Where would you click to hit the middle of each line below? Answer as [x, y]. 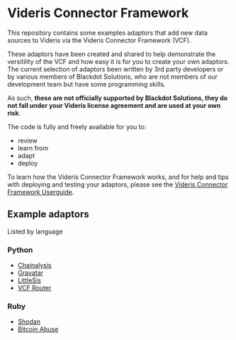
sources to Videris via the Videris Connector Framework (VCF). [99, 40]
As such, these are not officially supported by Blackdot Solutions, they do [118, 98]
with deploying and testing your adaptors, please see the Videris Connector [118, 184]
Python [20, 250]
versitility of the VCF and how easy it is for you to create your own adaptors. [118, 61]
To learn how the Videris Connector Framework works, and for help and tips [118, 177]
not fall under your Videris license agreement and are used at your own [114, 105]
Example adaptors [49, 214]
